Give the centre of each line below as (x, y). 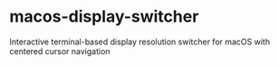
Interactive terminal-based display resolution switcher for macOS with (139, 42)
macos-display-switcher (104, 17)
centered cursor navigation (60, 51)
